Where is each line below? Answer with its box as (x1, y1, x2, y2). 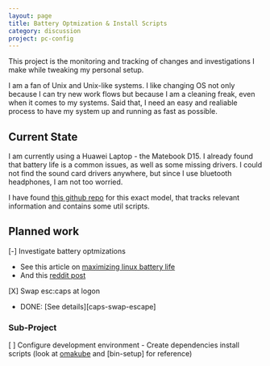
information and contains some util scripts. (8, 201, 151, 211)
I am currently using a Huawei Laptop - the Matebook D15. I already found (8, 151, 254, 162)
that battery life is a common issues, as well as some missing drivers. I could (8, 160, 263, 170)
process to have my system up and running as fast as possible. (8, 107, 218, 116)
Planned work (8, 225, 79, 238)
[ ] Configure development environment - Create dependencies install (8, 340, 240, 350)
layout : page (8, 11, 52, 20)
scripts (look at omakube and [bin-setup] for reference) (8, 349, 193, 359)
